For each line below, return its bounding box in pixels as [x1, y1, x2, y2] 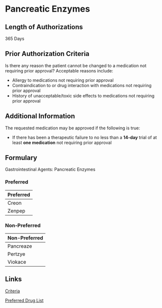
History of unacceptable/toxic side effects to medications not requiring [12, 92, 155, 98]
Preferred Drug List [5, 297, 44, 303]
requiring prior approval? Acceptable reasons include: [5, 68, 113, 73]
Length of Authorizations [5, 23, 83, 31]
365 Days [5, 36, 24, 41]
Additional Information [5, 112, 75, 120]
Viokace [7, 259, 26, 266]
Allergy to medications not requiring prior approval [12, 77, 114, 83]
